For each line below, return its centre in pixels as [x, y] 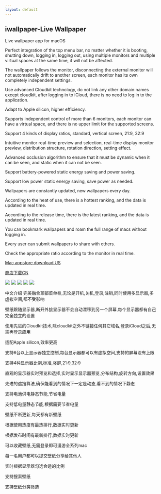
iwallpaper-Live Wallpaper [46, 29]
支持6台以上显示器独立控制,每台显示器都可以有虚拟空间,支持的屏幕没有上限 [80, 353]
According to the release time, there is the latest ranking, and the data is [77, 215]
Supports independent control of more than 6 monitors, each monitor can [78, 119]
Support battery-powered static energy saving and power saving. [70, 172]
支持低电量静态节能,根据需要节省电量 [42, 404]
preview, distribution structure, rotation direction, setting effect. [68, 148]
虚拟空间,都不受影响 [25, 299]
